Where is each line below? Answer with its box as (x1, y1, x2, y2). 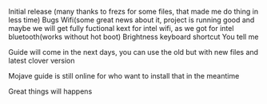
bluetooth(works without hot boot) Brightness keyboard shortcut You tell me (8, 32, 259, 41)
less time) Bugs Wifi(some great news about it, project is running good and (8, 15, 255, 25)
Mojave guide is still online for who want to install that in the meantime (8, 71, 240, 80)
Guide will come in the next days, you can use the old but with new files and (8, 48, 258, 56)
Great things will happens (8, 87, 93, 96)
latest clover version (8, 56, 75, 65)
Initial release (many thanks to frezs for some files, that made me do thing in (8, 7, 258, 16)
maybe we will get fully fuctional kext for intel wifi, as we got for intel (8, 24, 234, 33)
